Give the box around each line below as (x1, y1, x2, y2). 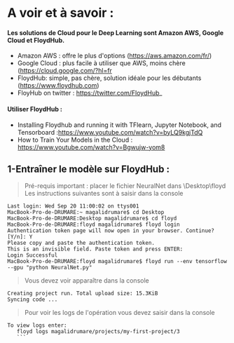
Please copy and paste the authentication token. (7, 240, 156, 247)
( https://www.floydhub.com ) (17, 81, 99, 90)
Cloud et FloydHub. (7, 36, 65, 44)
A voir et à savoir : (7, 5, 114, 21)
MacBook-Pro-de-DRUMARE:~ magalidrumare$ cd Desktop (7, 209, 165, 216)
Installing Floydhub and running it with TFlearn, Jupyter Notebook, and (17, 121, 222, 129)
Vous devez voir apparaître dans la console (24, 276, 149, 285)
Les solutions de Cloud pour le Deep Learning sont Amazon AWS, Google (7, 28, 224, 36)
